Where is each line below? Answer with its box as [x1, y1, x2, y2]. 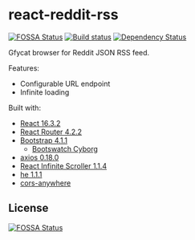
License [8, 201, 49, 215]
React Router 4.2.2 [19, 127, 83, 136]
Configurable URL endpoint [19, 79, 111, 88]
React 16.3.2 [19, 118, 61, 128]
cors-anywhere [19, 178, 71, 188]
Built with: [8, 103, 42, 112]
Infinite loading [19, 87, 70, 97]
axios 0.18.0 [19, 153, 59, 162]
